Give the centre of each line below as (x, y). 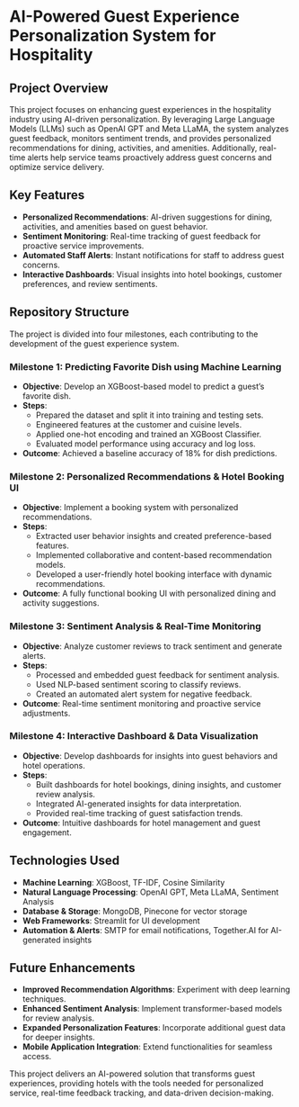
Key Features (47, 195)
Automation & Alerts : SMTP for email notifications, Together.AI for (145, 930)
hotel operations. (53, 765)
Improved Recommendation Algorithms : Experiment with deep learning (156, 990)
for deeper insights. (59, 1038)
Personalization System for (113, 36)
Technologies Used (64, 861)
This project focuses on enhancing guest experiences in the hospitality (141, 109)
